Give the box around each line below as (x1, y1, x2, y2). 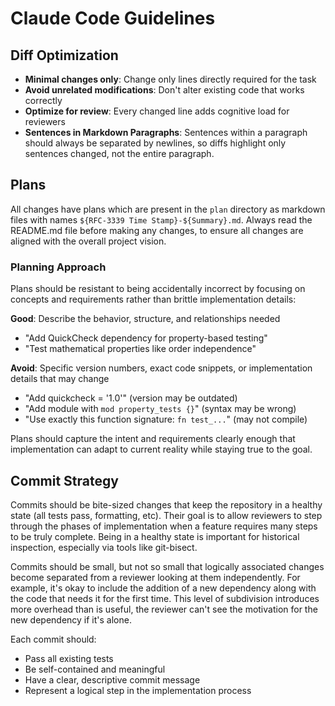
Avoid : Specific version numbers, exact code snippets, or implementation (10, 362, 313, 374)
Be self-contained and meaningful (24, 663, 166, 675)
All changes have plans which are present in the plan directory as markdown (10, 203, 326, 215)
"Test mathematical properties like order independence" (24, 343, 257, 355)
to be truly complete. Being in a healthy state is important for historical (10, 530, 300, 542)
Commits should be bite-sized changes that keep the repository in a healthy (10, 498, 323, 511)
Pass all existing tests (24, 652, 114, 664)
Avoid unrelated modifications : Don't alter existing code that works (24, 84, 305, 96)
